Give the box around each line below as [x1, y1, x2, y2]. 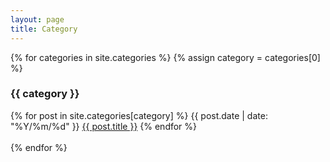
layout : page [10, 14, 65, 25]
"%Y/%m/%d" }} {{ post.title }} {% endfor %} [10, 120, 198, 132]
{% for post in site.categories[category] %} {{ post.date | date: [10, 109, 268, 121]
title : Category [10, 24, 78, 34]
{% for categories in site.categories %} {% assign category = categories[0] [10, 51, 321, 63]
